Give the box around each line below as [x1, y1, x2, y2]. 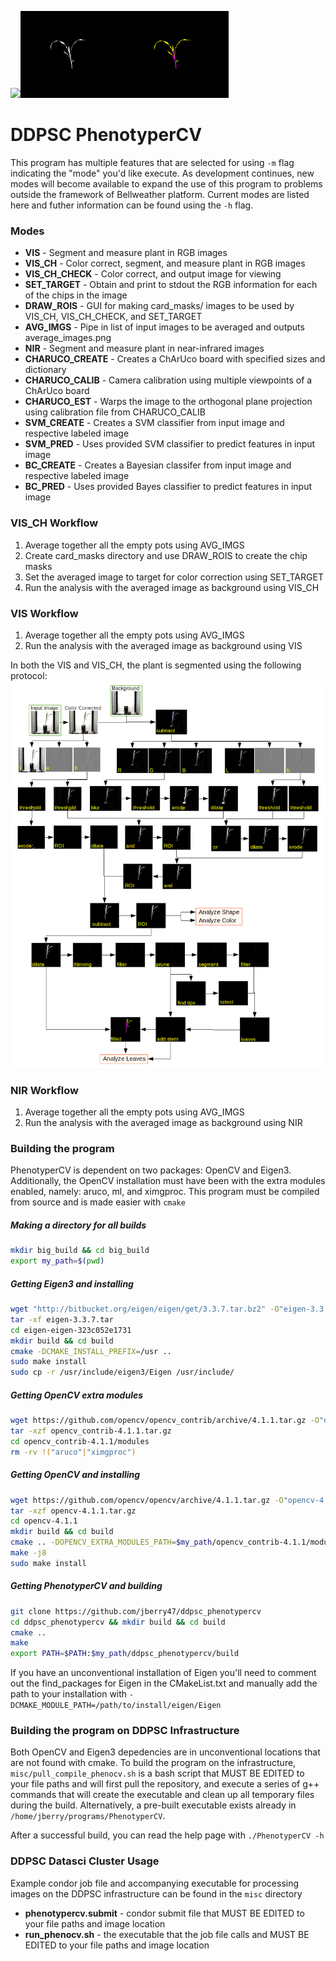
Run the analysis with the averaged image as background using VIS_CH [24, 581, 320, 593]
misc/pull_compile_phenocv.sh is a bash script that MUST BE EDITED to [10, 1767, 305, 1780]
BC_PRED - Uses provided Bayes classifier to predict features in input [24, 481, 313, 493]
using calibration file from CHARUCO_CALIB [24, 406, 206, 418]
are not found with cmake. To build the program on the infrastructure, [10, 1757, 297, 1769]
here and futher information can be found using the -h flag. [10, 199, 254, 211]
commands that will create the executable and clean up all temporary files [10, 1789, 315, 1801]
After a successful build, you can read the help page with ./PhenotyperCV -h [10, 1829, 325, 1841]
